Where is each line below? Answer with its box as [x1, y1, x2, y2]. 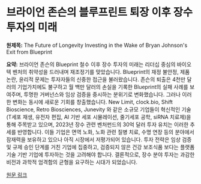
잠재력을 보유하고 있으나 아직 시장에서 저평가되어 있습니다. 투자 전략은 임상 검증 [6, 136, 192, 143]
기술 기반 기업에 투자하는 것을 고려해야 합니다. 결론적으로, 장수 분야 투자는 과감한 [6, 151, 195, 158]
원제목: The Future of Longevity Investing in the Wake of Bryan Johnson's [6, 41, 188, 49]
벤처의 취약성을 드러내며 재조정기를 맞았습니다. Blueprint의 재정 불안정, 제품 [12, 68, 190, 75]
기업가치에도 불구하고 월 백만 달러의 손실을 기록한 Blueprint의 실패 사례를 [17, 83, 188, 90]
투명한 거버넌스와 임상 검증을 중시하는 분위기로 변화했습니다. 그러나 [23, 91, 181, 98]
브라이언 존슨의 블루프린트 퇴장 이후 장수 [6, 5, 193, 19]
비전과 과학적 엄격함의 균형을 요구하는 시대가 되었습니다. [6, 158, 138, 165]
